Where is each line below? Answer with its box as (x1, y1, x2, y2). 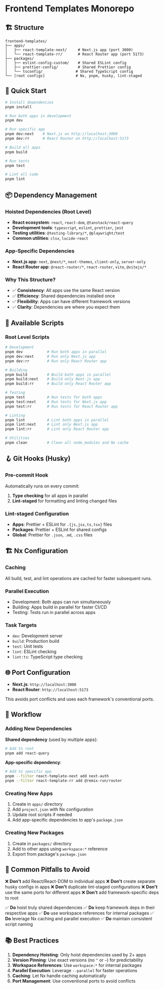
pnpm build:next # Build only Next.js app (5, 376, 100, 382)
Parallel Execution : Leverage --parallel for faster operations (12, 968, 137, 974)
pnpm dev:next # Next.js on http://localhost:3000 (5, 131, 118, 136)
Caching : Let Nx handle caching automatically (12, 973, 107, 979)
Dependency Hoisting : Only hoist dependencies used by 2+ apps (12, 952, 146, 958)
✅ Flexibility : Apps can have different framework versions (12, 298, 131, 304)
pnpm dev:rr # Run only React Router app (5, 359, 107, 364)
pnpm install (5, 104, 32, 109)
